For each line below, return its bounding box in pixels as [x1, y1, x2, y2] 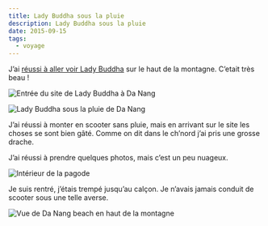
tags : [8, 34, 27, 43]
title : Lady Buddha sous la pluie [8, 11, 125, 20]
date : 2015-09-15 [8, 27, 67, 35]
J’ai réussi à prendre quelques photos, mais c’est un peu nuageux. [8, 153, 228, 163]
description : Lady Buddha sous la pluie [8, 19, 147, 28]
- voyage [15, 42, 45, 50]
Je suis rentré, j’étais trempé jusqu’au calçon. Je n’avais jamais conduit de [8, 184, 254, 194]
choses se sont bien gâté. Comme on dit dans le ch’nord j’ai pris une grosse [8, 129, 261, 139]
